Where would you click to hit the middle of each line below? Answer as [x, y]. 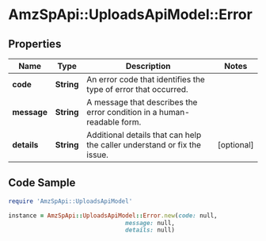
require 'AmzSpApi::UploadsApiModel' [70, 201]
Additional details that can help [144, 135]
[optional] [236, 145]
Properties [35, 44]
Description [148, 66]
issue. [98, 155]
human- [174, 112]
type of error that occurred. [137, 89]
